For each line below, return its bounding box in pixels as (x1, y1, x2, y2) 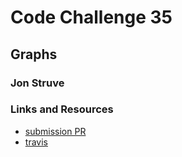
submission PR (24, 125, 87, 137)
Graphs (10, 46, 58, 63)
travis (24, 136, 48, 148)
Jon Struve (10, 76, 65, 90)
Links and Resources (10, 102, 114, 116)
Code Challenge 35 (10, 6, 173, 29)
